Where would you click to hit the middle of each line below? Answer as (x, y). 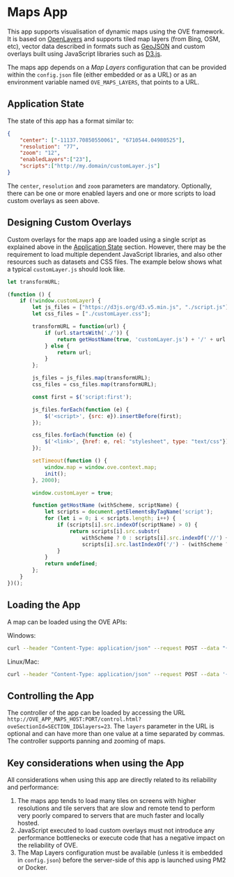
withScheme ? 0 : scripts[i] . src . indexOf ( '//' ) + (155, 538)
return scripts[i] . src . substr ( (115, 531)
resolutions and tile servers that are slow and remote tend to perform (116, 808)
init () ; (56, 474)
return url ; (74, 352)
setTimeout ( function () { (70, 461)
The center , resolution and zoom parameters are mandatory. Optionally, (110, 186)
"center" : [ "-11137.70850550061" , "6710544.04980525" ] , (103, 140)
